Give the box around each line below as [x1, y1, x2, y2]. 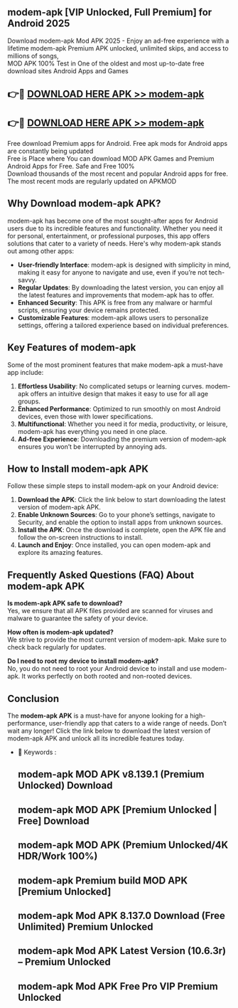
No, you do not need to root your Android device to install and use [7, 664, 201, 673]
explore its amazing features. [17, 548, 103, 557]
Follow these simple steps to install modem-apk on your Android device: [7, 482, 219, 490]
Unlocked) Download [17, 780, 113, 792]
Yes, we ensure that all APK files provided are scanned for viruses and [7, 607, 213, 615]
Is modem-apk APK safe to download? [7, 599, 123, 608]
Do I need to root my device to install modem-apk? [7, 657, 159, 665]
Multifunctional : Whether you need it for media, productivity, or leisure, [17, 420, 228, 428]
